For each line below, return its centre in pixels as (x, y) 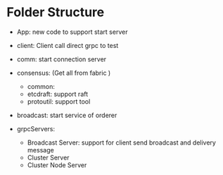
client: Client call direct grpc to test (68, 45)
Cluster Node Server (57, 165)
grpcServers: (36, 128)
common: (41, 86)
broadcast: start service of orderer (67, 115)
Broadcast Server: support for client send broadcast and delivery (121, 143)
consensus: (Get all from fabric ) (64, 73)
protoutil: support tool (59, 101)
